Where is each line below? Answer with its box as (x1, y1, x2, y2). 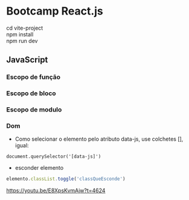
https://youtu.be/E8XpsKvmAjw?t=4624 (6, 187, 106, 195)
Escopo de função (6, 73, 61, 81)
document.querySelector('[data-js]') (6, 153, 101, 160)
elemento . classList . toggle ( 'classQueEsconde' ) (6, 176, 126, 182)
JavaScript (6, 55, 48, 65)
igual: (14, 142, 29, 149)
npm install (6, 30, 34, 38)
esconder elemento (14, 164, 64, 172)
